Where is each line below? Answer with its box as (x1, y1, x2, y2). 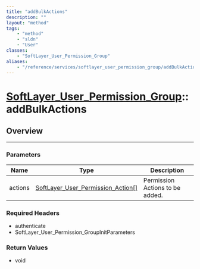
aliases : (6, 58, 28, 64)
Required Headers (6, 209, 60, 217)
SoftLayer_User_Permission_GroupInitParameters (14, 229, 136, 236)
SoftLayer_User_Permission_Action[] (35, 183, 138, 192)
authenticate (14, 222, 46, 229)
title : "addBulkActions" (6, 8, 68, 15)
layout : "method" (6, 20, 49, 26)
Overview (6, 126, 43, 136)
